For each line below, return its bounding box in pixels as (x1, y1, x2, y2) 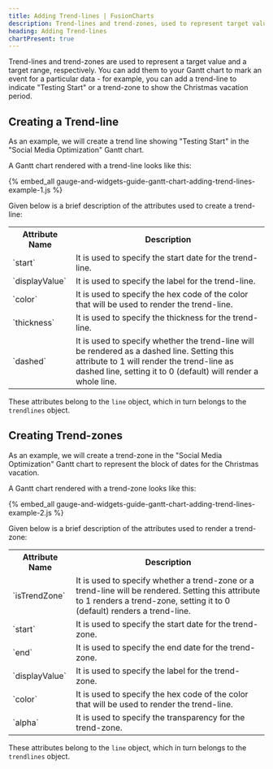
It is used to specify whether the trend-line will (76, 335, 254, 347)
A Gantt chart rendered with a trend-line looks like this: (8, 161, 193, 171)
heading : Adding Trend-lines (8, 27, 107, 35)
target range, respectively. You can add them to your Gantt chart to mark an (8, 66, 262, 76)
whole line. (76, 376, 117, 387)
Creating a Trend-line (8, 114, 119, 128)
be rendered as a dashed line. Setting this (76, 346, 234, 357)
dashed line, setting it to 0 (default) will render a (76, 366, 258, 378)
